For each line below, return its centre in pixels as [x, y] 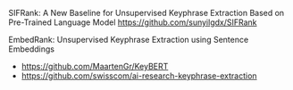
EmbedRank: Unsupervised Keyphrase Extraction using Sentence [129, 40]
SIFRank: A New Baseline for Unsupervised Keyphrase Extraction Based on [146, 13]
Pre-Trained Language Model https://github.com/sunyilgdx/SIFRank [133, 22]
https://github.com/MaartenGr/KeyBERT [95, 66]
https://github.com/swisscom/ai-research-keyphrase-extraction [139, 76]
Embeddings [32, 49]
